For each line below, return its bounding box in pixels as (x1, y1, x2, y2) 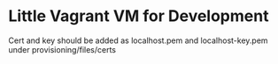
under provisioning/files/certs (8, 44, 117, 54)
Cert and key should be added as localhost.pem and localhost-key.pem (8, 35, 268, 46)
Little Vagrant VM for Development (8, 6, 269, 26)
